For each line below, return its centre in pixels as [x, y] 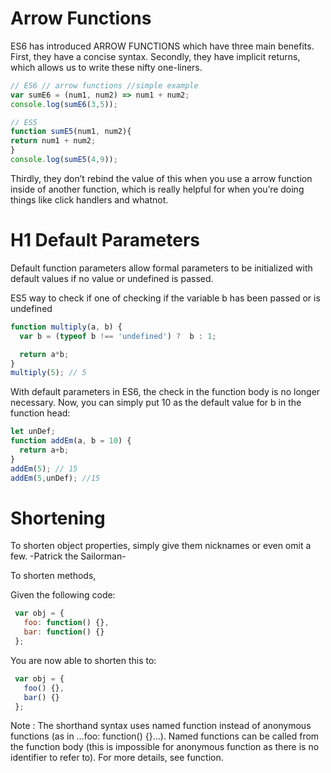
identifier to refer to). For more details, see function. [117, 758]
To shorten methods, [53, 576]
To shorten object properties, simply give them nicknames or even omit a [161, 546]
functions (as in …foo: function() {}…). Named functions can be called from [165, 736]
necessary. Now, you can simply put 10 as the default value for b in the [156, 403]
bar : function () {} [64, 632]
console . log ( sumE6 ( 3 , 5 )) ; [64, 104]
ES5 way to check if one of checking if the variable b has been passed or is [165, 298]
